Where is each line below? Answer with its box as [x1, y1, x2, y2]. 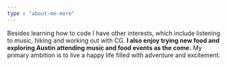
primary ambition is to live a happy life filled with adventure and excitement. [7, 51, 221, 59]
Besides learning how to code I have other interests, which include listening [7, 29, 221, 37]
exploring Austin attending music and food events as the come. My [7, 43, 202, 52]
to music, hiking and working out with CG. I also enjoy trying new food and [7, 36, 220, 45]
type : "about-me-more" [7, 10, 75, 17]
